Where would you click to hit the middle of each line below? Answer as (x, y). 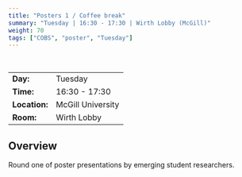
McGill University (87, 105)
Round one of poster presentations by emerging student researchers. (121, 165)
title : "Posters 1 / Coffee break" (67, 15)
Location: (30, 105)
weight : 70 (26, 30)
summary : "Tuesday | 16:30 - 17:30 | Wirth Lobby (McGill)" (110, 23)
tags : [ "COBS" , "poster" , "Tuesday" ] (71, 38)
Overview (33, 146)
